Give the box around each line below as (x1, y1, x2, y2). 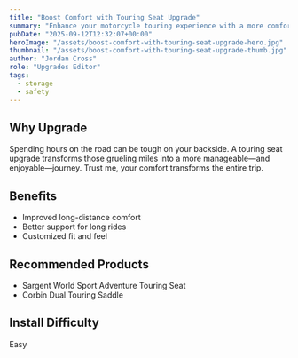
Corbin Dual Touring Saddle (21, 290, 124, 300)
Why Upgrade (9, 120, 88, 135)
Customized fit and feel (21, 231, 108, 242)
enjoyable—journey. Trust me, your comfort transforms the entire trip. (9, 163, 264, 173)
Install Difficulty (9, 315, 99, 330)
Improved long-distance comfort (21, 212, 142, 223)
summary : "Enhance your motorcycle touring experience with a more (9, 21, 264, 30)
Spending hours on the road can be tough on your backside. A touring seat (9, 144, 283, 155)
